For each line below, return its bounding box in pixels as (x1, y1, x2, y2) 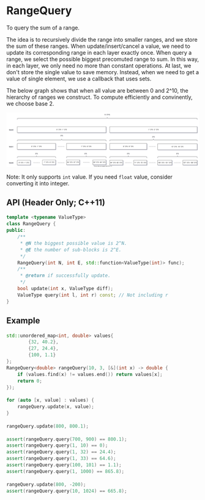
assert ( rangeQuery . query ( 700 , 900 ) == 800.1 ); (6, 436, 127, 442)
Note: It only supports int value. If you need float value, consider (6, 173, 173, 180)
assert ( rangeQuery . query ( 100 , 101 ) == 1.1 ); (6, 462, 122, 468)
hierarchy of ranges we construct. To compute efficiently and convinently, (6, 93, 193, 101)
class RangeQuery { (6, 221, 56, 227)
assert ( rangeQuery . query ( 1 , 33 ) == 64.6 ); (6, 455, 116, 462)
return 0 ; (17, 378, 43, 384)
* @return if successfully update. (20, 272, 111, 279)
